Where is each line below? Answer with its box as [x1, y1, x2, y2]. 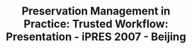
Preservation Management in [21, 4, 171, 18]
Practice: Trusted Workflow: [24, 17, 168, 31]
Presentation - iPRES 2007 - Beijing [5, 30, 187, 44]
